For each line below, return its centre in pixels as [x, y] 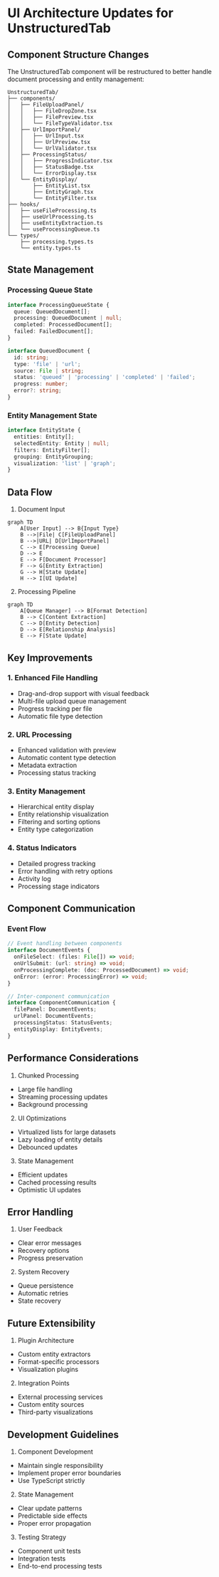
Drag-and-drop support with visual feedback [83, 693]
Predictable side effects [52, 1516]
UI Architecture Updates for [91, 13]
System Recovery [43, 1272]
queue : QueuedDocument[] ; [52, 311]
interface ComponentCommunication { [62, 1003]
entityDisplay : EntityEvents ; [58, 1029]
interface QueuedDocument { [49, 350]
